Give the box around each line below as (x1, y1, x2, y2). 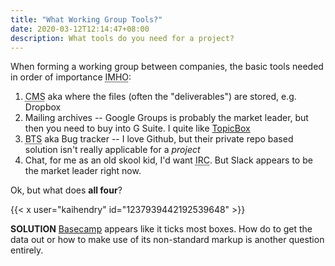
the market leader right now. (24, 165, 142, 177)
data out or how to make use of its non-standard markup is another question (10, 234, 325, 246)
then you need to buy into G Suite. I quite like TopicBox (24, 122, 251, 135)
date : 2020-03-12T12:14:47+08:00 (10, 24, 150, 34)
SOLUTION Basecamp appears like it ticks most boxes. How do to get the (10, 223, 313, 235)
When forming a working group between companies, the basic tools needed (10, 61, 324, 73)
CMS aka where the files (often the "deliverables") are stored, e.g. (24, 91, 297, 103)
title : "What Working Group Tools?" (10, 14, 163, 25)
